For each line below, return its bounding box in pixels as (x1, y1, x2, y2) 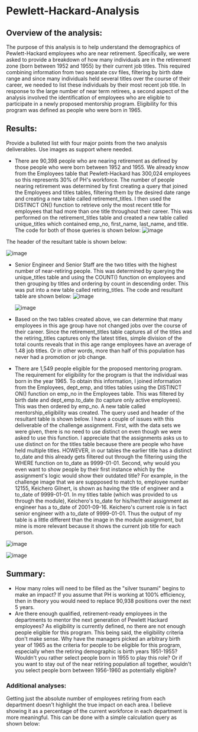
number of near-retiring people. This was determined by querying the (14, 267, 184, 274)
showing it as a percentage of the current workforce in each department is (6, 707, 188, 714)
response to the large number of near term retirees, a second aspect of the (6, 88, 189, 94)
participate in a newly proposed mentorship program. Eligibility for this (6, 100, 177, 107)
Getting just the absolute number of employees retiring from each (6, 695, 165, 702)
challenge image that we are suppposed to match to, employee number (14, 478, 189, 485)
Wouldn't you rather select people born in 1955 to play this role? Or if (14, 654, 183, 661)
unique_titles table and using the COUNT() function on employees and (14, 273, 186, 281)
